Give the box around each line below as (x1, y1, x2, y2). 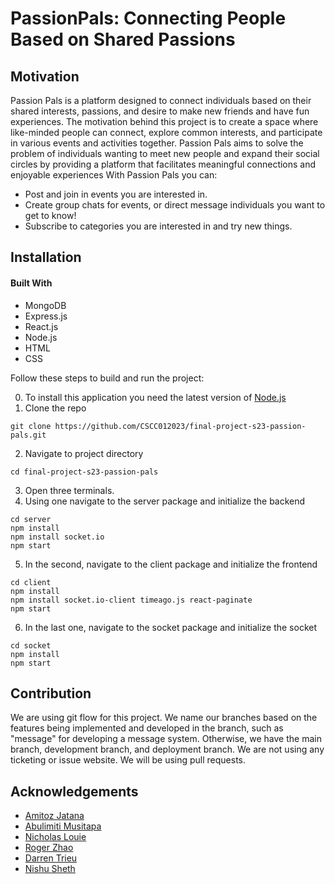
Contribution (10, 685, 92, 702)
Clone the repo (24, 402, 87, 414)
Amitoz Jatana (24, 810, 85, 822)
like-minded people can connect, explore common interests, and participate (10, 127, 323, 138)
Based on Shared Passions (10, 28, 236, 51)
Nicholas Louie (24, 831, 87, 843)
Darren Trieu (24, 852, 78, 864)
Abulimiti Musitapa (24, 820, 102, 832)
